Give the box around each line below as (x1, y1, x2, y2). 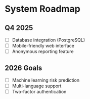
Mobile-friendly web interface (12, 43, 74, 49)
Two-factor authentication (12, 89, 67, 95)
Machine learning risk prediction (12, 77, 80, 83)
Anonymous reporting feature (12, 48, 74, 55)
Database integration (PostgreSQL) (12, 37, 85, 43)
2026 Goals (5, 63, 42, 72)
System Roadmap (5, 3, 80, 15)
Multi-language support (12, 83, 62, 89)
